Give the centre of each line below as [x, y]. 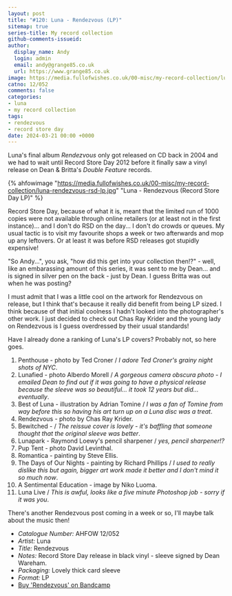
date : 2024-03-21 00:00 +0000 [51, 135]
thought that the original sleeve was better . [79, 434]
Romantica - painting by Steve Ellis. [68, 456]
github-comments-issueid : [45, 39]
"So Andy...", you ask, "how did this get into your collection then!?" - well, [112, 261]
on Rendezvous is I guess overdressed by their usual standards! [98, 326]
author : [19, 46]
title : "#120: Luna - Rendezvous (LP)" [65, 20]
